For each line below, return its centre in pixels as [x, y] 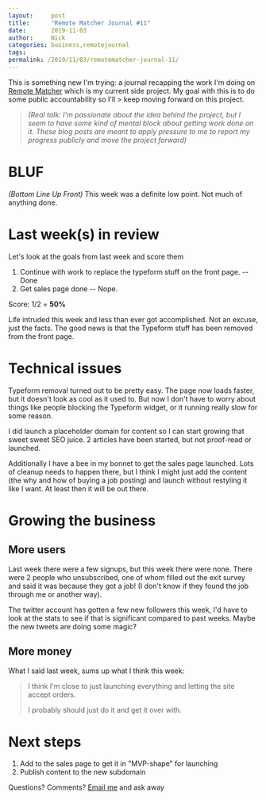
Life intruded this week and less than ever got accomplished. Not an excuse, [133, 319]
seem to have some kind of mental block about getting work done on [141, 123]
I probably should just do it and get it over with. [105, 710]
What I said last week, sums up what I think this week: [96, 671]
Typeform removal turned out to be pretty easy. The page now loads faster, [131, 390]
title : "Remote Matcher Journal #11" [79, 23]
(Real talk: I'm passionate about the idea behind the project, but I [134, 114]
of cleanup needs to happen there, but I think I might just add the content [128, 471]
